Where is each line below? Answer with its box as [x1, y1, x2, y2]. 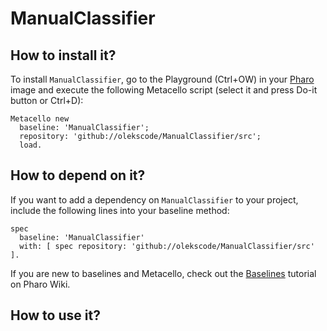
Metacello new [10, 114, 70, 124]
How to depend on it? [10, 167, 146, 184]
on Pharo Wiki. [10, 278, 71, 290]
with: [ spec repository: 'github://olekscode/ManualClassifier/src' [19, 241, 315, 251]
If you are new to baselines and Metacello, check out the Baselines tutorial [10, 267, 317, 279]
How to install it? [10, 47, 117, 64]
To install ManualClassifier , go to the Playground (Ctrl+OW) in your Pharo [10, 73, 315, 85]
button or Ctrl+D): [10, 95, 84, 106]
